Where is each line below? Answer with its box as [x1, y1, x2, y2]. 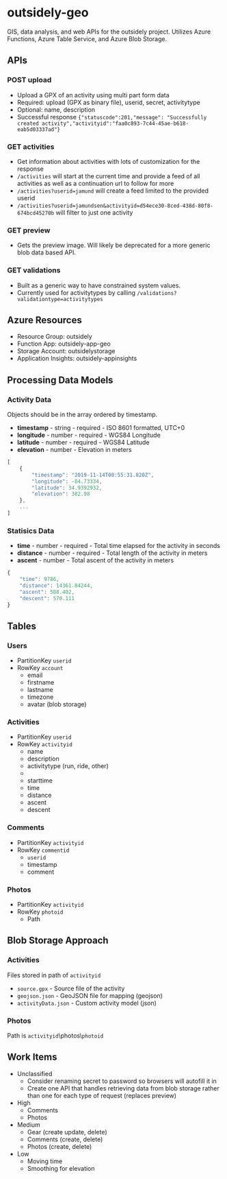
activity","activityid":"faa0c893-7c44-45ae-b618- [42, 120, 189, 127]
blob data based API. [16, 248, 77, 257]
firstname [27, 678, 55, 687]
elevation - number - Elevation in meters [16, 446, 132, 454]
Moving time [27, 1157, 63, 1165]
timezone [27, 693, 54, 701]
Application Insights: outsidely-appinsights [16, 355, 137, 363]
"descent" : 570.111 [19, 595, 75, 602]
